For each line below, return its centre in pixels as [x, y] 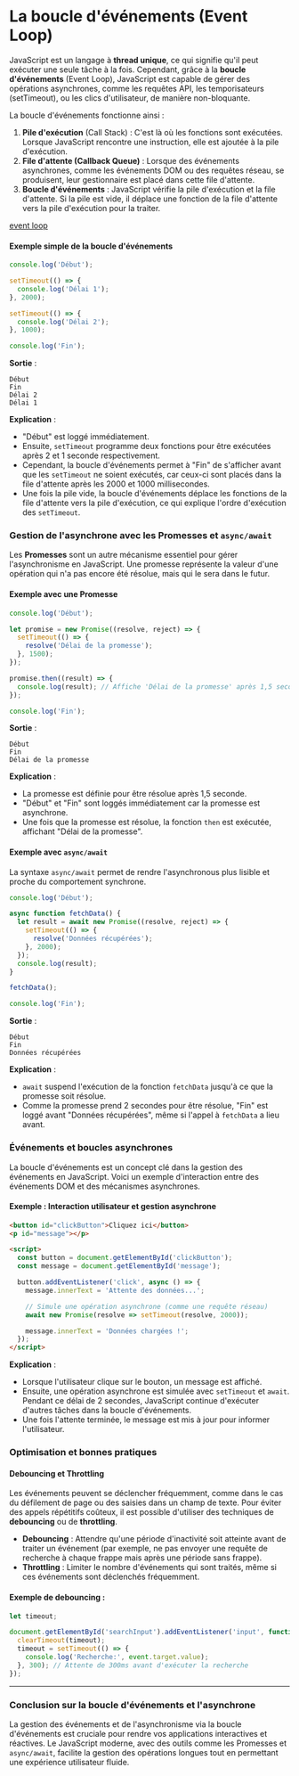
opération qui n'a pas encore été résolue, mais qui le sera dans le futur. [140, 574]
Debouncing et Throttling [57, 1473]
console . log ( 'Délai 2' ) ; [63, 322]
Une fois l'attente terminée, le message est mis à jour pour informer [146, 1420]
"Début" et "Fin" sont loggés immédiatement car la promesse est [141, 803]
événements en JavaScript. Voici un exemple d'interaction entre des [134, 1176]
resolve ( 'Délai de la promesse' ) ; [89, 646]
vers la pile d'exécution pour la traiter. [91, 208]
